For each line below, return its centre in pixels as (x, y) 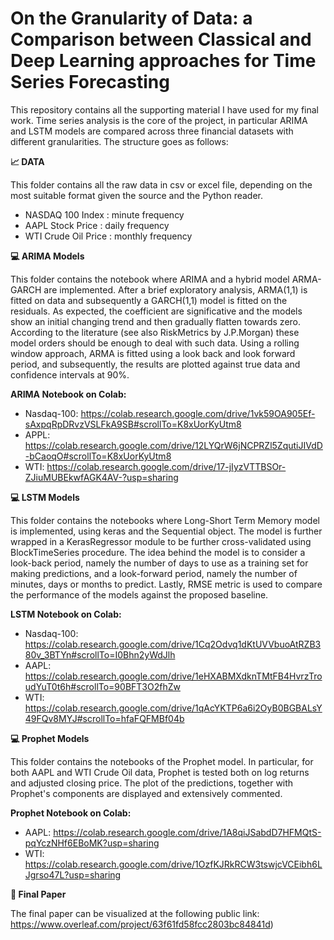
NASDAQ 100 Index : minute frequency (104, 214)
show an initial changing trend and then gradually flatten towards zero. (156, 321)
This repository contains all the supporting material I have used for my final (164, 109)
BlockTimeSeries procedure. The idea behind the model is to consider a (158, 552)
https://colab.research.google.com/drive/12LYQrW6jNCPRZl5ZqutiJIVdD (173, 445)
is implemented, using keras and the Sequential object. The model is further (166, 531)
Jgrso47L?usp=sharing (73, 874)
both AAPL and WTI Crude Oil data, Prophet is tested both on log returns (160, 772)
